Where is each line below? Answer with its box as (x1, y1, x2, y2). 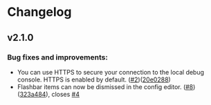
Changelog (7, 4, 72, 20)
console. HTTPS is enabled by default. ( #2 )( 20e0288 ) (17, 75, 171, 84)
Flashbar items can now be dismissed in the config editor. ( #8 (17, 82, 194, 90)
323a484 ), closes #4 (19, 90, 80, 98)
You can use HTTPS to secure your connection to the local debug (17, 68, 205, 76)
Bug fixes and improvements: (7, 52, 109, 62)
